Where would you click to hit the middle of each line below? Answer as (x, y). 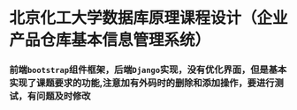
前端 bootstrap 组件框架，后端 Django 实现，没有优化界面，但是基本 (148, 70)
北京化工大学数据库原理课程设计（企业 (149, 18)
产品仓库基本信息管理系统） (110, 40)
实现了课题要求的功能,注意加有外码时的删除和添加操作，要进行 (142, 83)
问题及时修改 (64, 96)
